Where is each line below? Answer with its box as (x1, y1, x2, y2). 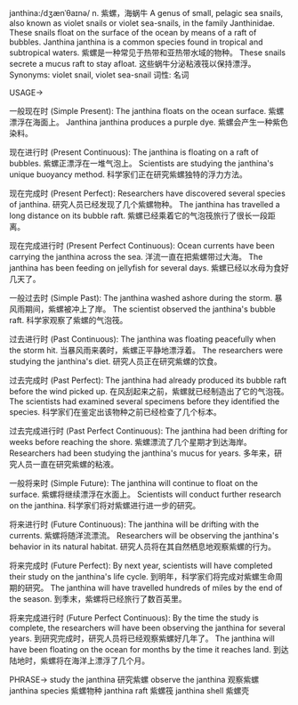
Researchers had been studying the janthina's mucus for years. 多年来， (9, 448, 275, 458)
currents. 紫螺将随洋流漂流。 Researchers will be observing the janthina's (9, 531, 279, 540)
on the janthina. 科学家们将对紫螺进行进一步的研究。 (9, 500, 201, 510)
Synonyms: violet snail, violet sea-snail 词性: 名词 (9, 69, 189, 80)
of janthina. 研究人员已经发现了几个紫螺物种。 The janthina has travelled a (9, 199, 280, 209)
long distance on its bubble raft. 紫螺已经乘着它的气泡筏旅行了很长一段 (9, 210, 269, 221)
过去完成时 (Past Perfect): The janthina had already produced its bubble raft (9, 375, 287, 385)
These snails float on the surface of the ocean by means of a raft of (9, 28, 257, 37)
